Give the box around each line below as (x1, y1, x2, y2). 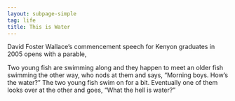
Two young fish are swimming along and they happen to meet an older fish (7, 64, 224, 72)
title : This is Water (7, 23, 71, 30)
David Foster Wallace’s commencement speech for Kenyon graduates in (7, 43, 215, 51)
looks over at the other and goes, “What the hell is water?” (7, 86, 176, 95)
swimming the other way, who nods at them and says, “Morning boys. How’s (7, 71, 229, 79)
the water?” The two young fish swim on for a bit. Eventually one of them (7, 79, 218, 87)
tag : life (7, 17, 36, 24)
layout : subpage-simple (7, 10, 77, 18)
